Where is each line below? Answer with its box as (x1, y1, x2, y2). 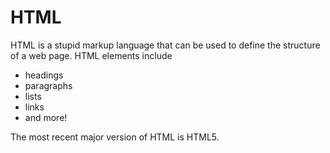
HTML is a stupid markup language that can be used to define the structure (10, 39, 321, 51)
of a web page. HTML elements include (10, 49, 173, 61)
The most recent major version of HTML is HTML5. (10, 131, 220, 143)
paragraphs (24, 79, 73, 91)
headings (24, 69, 64, 81)
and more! (24, 111, 68, 123)
